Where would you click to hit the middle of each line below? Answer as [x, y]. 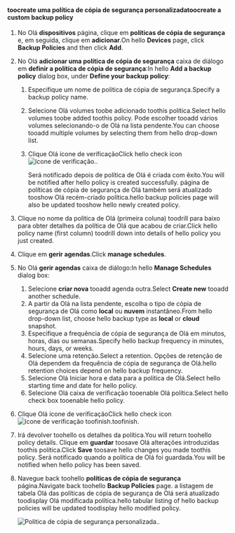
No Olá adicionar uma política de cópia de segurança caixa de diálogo [120, 61]
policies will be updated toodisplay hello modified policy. [99, 508]
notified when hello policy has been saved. [79, 465]
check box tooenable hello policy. [76, 401]
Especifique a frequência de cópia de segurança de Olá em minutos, [127, 333]
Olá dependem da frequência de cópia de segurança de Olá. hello [122, 364]
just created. [35, 241]
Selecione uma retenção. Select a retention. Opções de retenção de [125, 356]
